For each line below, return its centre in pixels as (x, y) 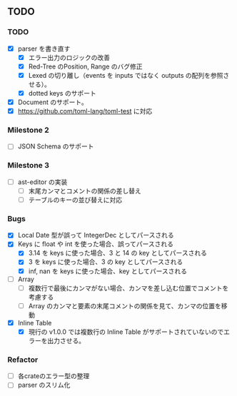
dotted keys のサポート (62, 93)
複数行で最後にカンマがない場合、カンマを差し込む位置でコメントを (128, 288)
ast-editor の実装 (42, 182)
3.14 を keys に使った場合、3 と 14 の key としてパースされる (117, 253)
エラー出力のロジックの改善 (69, 57)
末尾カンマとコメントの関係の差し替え (85, 191)
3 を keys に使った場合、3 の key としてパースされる (106, 262)
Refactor (23, 360)
